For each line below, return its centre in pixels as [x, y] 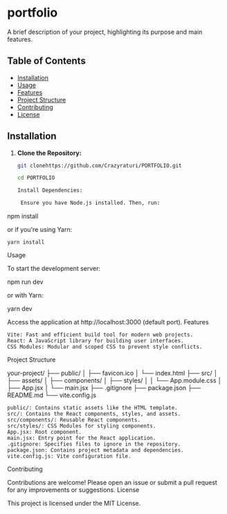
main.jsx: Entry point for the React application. [82, 438]
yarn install [26, 242]
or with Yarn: [25, 295]
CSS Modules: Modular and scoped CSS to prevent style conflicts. [105, 347]
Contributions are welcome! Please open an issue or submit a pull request [112, 483]
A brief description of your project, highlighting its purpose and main [105, 32]
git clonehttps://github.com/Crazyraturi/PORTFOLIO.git [99, 165]
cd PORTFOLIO [36, 178]
